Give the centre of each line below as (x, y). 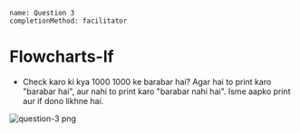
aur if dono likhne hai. (63, 100)
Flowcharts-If (62, 57)
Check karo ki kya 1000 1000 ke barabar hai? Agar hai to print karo (147, 81)
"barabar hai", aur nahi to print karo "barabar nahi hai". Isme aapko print (156, 91)
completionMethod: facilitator (68, 21)
